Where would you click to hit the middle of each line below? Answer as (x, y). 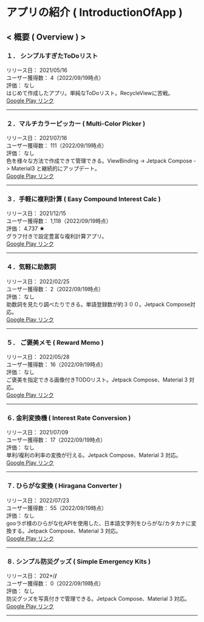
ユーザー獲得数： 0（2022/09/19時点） (55, 583)
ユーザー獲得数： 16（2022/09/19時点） (56, 365)
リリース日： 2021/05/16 (37, 70)
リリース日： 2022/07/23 (38, 500)
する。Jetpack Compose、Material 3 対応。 (66, 531)
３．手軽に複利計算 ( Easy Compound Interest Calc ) (83, 199)
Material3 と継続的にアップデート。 (56, 169)
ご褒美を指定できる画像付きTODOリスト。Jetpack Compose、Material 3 (97, 380)
